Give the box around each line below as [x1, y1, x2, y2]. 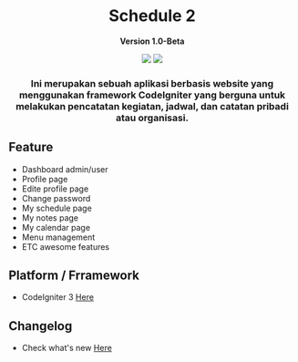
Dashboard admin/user [21, 163, 108, 174]
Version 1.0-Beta [119, 36, 185, 47]
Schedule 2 [108, 5, 197, 26]
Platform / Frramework [8, 268, 140, 284]
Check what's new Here [21, 343, 113, 354]
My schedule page [21, 202, 92, 213]
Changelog [8, 318, 73, 334]
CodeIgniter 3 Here [21, 292, 95, 303]
